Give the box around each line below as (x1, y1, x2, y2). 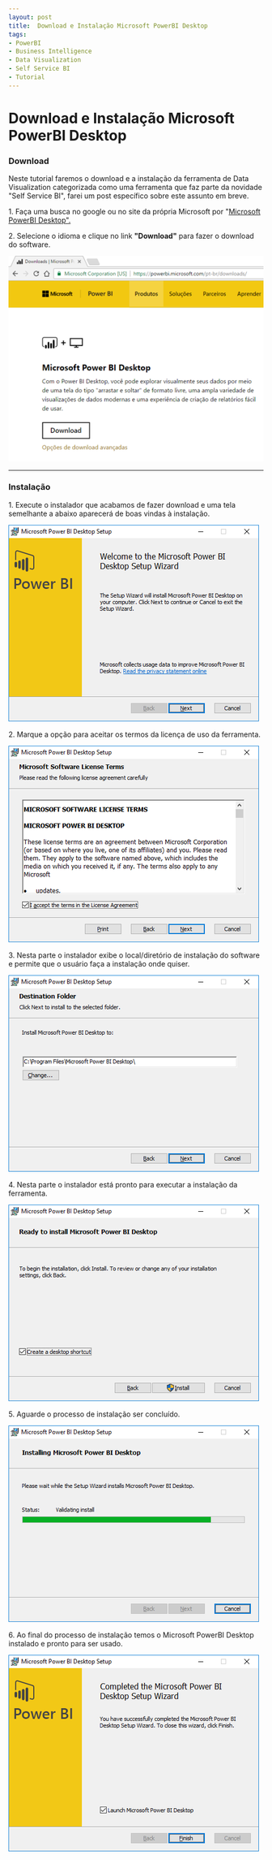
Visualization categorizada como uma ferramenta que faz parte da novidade (8, 183, 263, 192)
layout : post (8, 13, 53, 21)
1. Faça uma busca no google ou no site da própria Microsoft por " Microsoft (8, 207, 261, 217)
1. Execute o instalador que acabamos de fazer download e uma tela (8, 500, 236, 509)
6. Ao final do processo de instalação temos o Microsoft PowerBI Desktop (8, 1629, 255, 1640)
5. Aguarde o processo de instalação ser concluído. (8, 1409, 181, 1419)
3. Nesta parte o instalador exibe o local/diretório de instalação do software (8, 950, 261, 960)
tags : (8, 30, 27, 38)
